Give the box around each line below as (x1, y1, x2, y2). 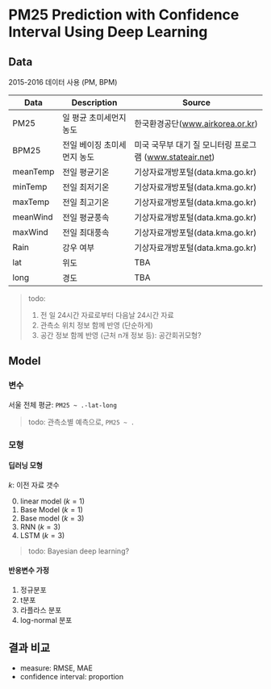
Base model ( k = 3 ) (19, 513, 85, 523)
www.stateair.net (147, 152, 212, 162)
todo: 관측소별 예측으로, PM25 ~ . (27, 417, 135, 427)
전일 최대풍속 (62, 228, 110, 238)
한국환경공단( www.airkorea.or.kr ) (134, 119, 258, 129)
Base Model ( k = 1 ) (19, 504, 83, 514)
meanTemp (12, 166, 55, 177)
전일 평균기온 (62, 167, 110, 177)
